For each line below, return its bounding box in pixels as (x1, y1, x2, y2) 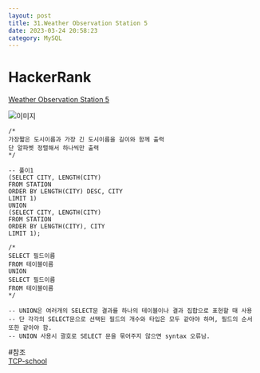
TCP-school (8, 356, 48, 366)
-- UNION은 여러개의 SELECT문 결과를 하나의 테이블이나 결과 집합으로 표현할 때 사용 (8, 307, 253, 315)
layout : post (8, 11, 52, 20)
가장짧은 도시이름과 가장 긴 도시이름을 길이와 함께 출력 (8, 136, 165, 144)
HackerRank (8, 69, 92, 86)
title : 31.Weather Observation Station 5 (8, 19, 148, 27)
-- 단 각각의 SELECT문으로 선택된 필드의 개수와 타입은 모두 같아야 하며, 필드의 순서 (8, 315, 253, 323)
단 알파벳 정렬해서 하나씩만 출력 (8, 145, 100, 153)
